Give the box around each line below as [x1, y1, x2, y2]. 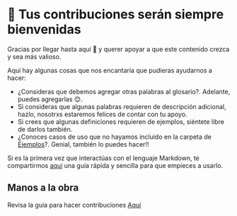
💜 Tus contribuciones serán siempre [7, 6, 224, 23]
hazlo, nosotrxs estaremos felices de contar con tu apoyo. [17, 110, 187, 118]
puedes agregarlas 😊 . [17, 95, 83, 103]
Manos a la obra [7, 182, 79, 194]
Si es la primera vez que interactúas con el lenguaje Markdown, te [7, 154, 200, 162]
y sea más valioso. [7, 52, 62, 61]
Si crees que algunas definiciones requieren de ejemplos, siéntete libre [17, 117, 225, 126]
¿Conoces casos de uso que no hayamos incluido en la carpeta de [17, 132, 212, 141]
